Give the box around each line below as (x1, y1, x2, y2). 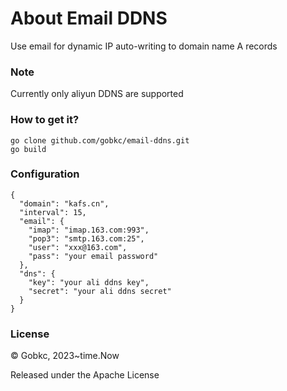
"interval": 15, (19, 207, 87, 217)
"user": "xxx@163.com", (28, 242, 128, 252)
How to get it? (10, 113, 80, 127)
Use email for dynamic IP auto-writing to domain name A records (10, 40, 278, 52)
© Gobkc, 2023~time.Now (10, 350, 120, 362)
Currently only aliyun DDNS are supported (10, 88, 184, 100)
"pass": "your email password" (28, 251, 159, 261)
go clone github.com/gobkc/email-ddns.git (10, 135, 190, 146)
